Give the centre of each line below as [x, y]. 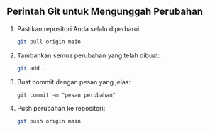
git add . [32, 68]
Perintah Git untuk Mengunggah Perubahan [105, 12]
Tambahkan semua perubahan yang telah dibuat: [88, 55]
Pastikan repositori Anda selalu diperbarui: [79, 28]
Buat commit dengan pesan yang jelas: [73, 82]
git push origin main [49, 121]
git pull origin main [49, 42]
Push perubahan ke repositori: [61, 108]
